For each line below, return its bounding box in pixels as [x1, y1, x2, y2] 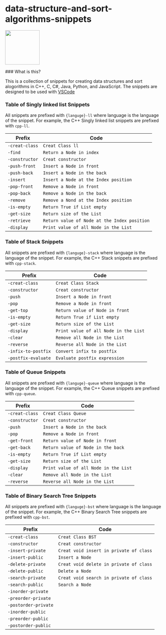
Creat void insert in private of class [58, 548, 153, 554]
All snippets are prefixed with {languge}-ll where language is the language [5, 112, 159, 118]
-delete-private [7, 562, 46, 567]
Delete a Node [58, 568, 92, 574]
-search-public [7, 582, 44, 587]
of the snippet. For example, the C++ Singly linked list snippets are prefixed [5, 117, 159, 124]
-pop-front [7, 184, 33, 190]
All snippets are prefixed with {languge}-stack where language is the [5, 250, 146, 256]
